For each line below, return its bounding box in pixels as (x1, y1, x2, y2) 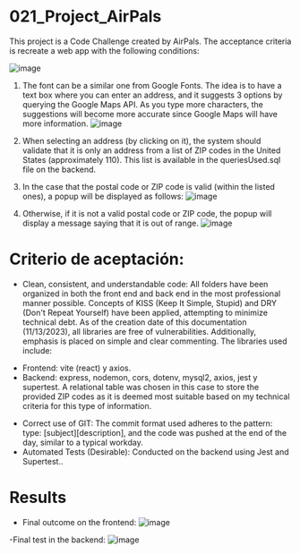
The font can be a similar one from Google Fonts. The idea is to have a (21, 80, 282, 90)
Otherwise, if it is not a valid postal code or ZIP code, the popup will (21, 208, 272, 218)
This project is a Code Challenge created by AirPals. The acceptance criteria (9, 36, 292, 47)
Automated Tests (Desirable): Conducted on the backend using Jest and (21, 446, 289, 457)
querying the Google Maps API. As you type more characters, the (21, 98, 264, 109)
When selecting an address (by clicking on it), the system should (21, 135, 261, 146)
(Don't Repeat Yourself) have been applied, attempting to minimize (21, 307, 269, 318)
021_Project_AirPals (9, 6, 162, 27)
